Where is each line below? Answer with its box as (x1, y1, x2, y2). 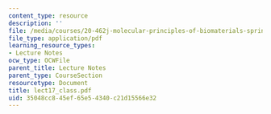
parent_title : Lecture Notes (8, 64, 106, 72)
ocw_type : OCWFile (8, 57, 70, 65)
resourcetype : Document (8, 79, 89, 87)
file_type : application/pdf (8, 34, 103, 43)
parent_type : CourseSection (8, 71, 103, 79)
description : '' (8, 19, 63, 27)
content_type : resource (8, 11, 89, 20)
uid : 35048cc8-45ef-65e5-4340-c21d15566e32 (8, 94, 157, 102)
